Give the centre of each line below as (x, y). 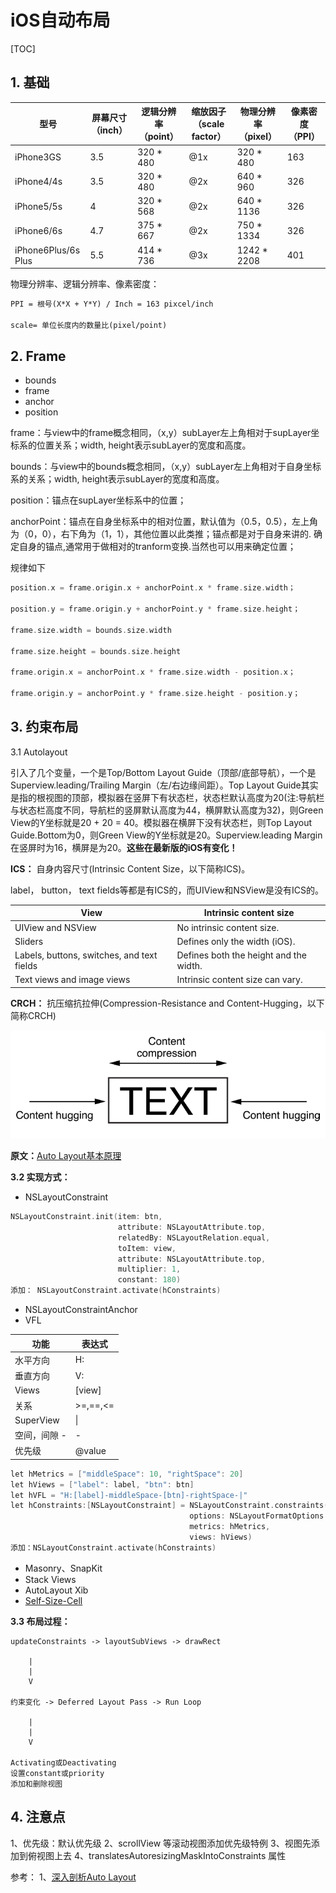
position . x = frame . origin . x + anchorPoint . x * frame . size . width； (153, 588)
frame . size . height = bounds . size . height (96, 651)
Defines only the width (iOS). (236, 941)
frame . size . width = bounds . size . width (91, 630)
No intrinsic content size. (228, 927)
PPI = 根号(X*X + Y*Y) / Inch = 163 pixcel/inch (112, 304)
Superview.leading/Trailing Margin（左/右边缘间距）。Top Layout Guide (156, 785)
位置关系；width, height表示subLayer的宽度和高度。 (144, 445)
